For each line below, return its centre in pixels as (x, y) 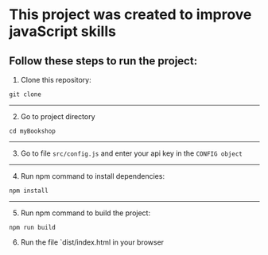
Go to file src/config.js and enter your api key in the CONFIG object (132, 153)
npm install (29, 191)
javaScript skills (62, 31)
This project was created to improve (130, 15)
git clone (25, 95)
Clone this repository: (56, 80)
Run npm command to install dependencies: (93, 176)
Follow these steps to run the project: (103, 61)
